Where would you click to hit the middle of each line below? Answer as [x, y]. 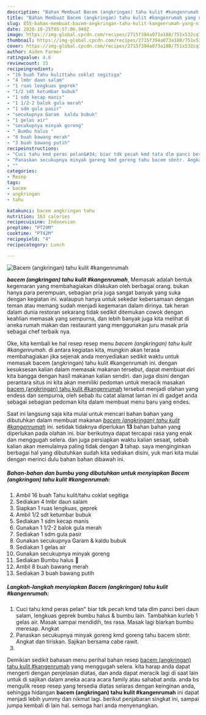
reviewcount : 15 [28, 63]
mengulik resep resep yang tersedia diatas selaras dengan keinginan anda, [101, 686]
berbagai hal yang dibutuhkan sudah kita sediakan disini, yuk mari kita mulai [103, 453]
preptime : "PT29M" [30, 228]
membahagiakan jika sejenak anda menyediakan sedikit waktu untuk [93, 356]
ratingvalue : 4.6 [29, 57]
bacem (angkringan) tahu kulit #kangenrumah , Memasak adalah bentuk [100, 280]
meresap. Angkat [37, 628]
